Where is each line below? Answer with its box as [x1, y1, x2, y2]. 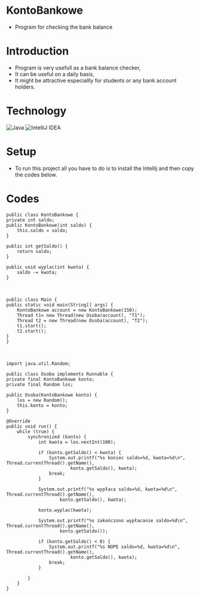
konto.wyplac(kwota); [38, 507, 93, 513]
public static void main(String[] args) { [6, 301, 113, 308]
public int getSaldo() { [6, 243, 68, 249]
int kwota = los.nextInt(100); [38, 439, 116, 445]
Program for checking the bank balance [14, 23, 113, 31]
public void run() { [6, 423, 58, 430]
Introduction [6, 44, 69, 58]
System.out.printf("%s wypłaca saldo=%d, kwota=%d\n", [38, 486, 178, 492]
